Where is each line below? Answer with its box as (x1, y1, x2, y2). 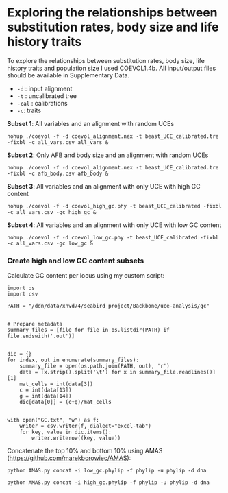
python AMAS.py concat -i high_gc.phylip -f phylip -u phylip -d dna (7, 479, 210, 486)
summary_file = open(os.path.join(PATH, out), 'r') (19, 363, 170, 370)
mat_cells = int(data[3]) (19, 381, 94, 388)
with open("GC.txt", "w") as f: (7, 417, 99, 424)
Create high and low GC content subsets (7, 256, 144, 265)
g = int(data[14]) (19, 393, 72, 400)
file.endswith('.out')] (7, 333, 75, 340)
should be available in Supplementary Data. (7, 71, 130, 80)
